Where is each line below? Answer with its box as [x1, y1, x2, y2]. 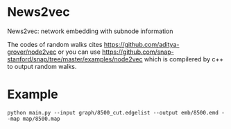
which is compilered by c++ [144, 54, 224, 63]
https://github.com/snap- [101, 48, 175, 56]
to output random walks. [7, 62, 77, 70]
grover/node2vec [7, 48, 57, 56]
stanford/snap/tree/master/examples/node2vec [7, 54, 143, 63]
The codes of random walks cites [7, 40, 103, 48]
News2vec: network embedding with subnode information [7, 27, 173, 35]
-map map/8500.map [7, 115, 60, 122]
